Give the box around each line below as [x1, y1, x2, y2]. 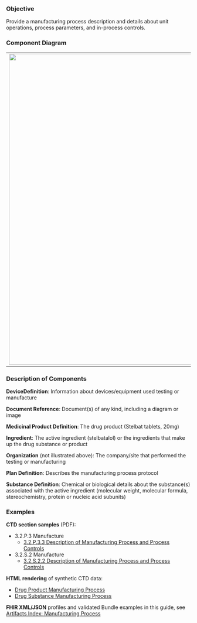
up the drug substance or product [6, 440, 88, 447]
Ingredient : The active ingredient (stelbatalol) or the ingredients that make [6, 434, 186, 441]
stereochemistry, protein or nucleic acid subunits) [6, 493, 126, 500]
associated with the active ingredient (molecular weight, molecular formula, [6, 487, 188, 494]
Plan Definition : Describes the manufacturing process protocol [6, 469, 158, 476]
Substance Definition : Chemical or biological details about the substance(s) [6, 481, 191, 488]
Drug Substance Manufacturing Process [14, 593, 112, 600]
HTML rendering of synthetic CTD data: [6, 575, 103, 582]
